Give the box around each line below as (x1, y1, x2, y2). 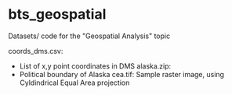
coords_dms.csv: (8, 46, 63, 55)
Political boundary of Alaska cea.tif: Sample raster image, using (19, 69, 225, 79)
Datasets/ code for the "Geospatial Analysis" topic (8, 31, 171, 40)
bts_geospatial (8, 5, 107, 23)
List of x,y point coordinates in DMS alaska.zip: (19, 61, 172, 71)
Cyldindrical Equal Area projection (19, 78, 130, 87)
